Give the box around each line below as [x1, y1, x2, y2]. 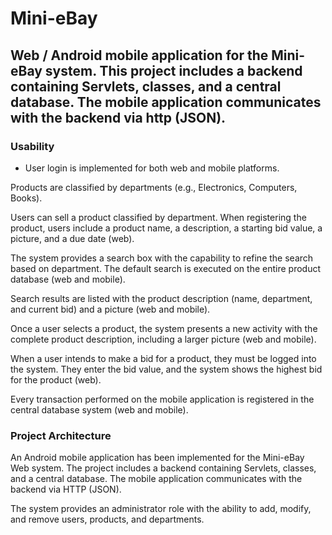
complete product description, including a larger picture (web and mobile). [10, 333, 317, 345]
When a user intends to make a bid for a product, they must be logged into [10, 352, 317, 364]
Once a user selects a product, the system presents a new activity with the [10, 322, 318, 334]
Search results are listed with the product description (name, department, [10, 292, 313, 304]
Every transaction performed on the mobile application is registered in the [10, 393, 315, 405]
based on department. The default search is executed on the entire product [10, 262, 322, 274]
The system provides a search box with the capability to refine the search [10, 252, 314, 264]
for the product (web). [10, 373, 102, 386]
